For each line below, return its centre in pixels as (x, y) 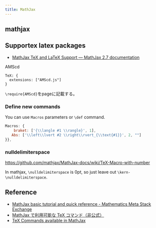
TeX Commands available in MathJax (49, 220)
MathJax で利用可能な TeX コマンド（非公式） (58, 215)
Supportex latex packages (45, 46)
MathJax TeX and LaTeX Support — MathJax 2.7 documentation (76, 57)
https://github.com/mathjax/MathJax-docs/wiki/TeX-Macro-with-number (78, 163)
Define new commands (33, 106)
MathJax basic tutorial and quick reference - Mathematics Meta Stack (81, 204)
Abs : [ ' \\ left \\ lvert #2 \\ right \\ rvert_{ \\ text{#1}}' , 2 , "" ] (76, 135)
